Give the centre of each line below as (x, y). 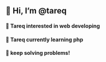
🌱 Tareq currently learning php (44, 40)
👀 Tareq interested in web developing (53, 26)
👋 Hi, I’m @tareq (36, 11)
